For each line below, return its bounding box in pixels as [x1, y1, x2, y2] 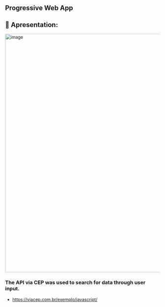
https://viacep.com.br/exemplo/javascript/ [12, 296, 98, 302]
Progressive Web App [5, 4, 73, 12]
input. [5, 285, 20, 292]
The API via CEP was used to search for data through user [5, 279, 146, 286]
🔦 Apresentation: [5, 21, 58, 29]
